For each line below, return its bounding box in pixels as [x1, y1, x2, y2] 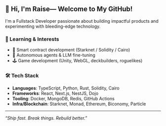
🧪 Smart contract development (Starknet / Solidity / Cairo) [12, 47, 130, 53]
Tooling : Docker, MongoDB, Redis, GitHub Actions [12, 96, 115, 102]
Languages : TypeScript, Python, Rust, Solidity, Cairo [12, 85, 120, 91]
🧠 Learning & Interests [5, 36, 59, 42]
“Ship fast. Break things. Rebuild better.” [5, 115, 87, 121]
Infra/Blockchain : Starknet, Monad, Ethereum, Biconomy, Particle [12, 101, 146, 107]
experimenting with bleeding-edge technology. [5, 23, 101, 29]
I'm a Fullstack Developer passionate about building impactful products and [5, 18, 159, 24]
